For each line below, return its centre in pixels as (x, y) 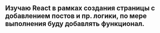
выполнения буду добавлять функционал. (75, 24)
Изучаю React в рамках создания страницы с (80, 8)
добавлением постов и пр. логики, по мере (76, 16)
